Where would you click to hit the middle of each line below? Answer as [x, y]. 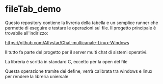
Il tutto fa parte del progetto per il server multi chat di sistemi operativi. [76, 52]
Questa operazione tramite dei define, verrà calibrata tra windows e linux [79, 71]
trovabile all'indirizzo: [27, 33]
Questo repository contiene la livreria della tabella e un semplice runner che [82, 23]
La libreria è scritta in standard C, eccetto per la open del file [66, 61]
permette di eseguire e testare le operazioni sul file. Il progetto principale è [81, 28]
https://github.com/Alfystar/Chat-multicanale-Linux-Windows [67, 42]
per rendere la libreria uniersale [37, 76]
